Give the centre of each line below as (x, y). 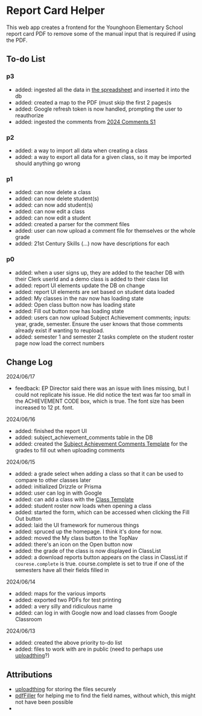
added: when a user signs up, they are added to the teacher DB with (100, 272)
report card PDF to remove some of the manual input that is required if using (101, 33)
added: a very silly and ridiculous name (64, 607)
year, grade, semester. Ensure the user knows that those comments (99, 324)
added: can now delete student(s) (57, 199)
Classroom (28, 619)
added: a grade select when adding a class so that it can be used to (99, 474)
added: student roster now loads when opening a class (83, 506)
